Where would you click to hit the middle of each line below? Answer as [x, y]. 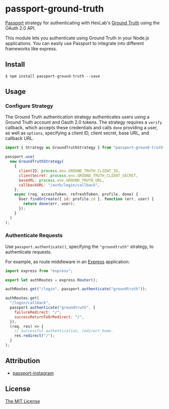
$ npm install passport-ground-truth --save [53, 76]
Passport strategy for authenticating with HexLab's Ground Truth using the [82, 23]
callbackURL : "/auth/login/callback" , [59, 185]
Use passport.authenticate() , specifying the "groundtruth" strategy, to [79, 246]
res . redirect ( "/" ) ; [35, 336]
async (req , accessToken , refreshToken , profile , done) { [76, 194]
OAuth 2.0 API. [21, 28]
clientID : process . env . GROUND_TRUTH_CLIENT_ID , [69, 171]
